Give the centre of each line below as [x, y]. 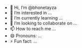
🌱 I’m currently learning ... [36, 18]
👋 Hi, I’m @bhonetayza [33, 8]
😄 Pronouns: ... [26, 36]
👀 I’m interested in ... [31, 13]
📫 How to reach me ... [33, 29]
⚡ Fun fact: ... [23, 41]
